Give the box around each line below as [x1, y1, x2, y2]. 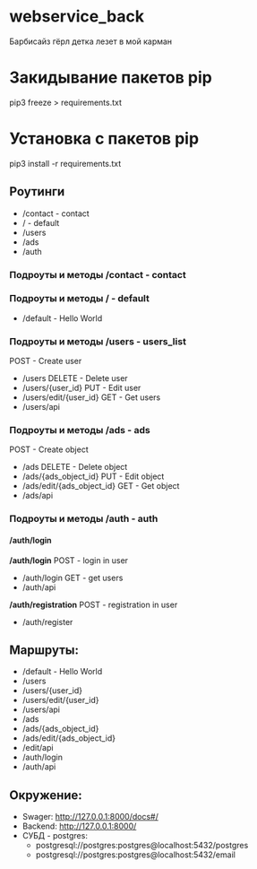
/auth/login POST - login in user [9, 554, 128, 566]
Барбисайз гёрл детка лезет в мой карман [9, 36, 173, 47]
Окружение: [9, 787, 82, 803]
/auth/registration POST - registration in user [9, 599, 178, 610]
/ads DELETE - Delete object [21, 462, 128, 473]
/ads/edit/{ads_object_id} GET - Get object [21, 481, 180, 491]
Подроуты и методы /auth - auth [9, 513, 158, 526]
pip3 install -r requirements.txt [9, 158, 122, 169]
